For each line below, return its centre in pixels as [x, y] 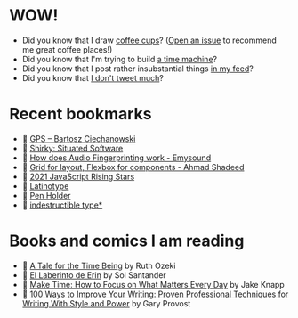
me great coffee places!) [67, 49]
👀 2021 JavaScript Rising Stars [78, 176]
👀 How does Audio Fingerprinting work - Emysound [117, 158]
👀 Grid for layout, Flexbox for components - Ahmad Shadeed [133, 167]
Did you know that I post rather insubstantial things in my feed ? [137, 69]
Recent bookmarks [81, 114]
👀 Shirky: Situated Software [72, 148]
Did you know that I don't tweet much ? [93, 77]
